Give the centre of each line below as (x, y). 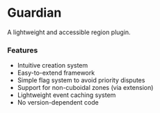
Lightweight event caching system (66, 95)
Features (23, 50)
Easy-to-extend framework (56, 73)
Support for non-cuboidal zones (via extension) (85, 88)
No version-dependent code (58, 103)
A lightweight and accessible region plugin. (69, 32)
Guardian (34, 13)
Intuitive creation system (53, 66)
